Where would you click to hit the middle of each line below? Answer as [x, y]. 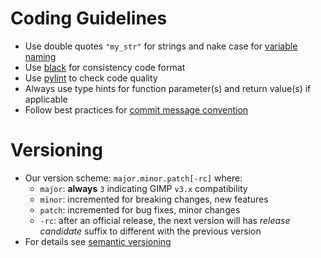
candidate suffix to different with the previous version [150, 231]
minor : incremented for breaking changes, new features [154, 199]
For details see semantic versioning [98, 241]
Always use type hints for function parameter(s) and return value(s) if [168, 88]
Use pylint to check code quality [91, 78]
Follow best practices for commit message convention [136, 109]
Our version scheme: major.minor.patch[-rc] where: [133, 178]
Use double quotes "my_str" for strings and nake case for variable [161, 46]
